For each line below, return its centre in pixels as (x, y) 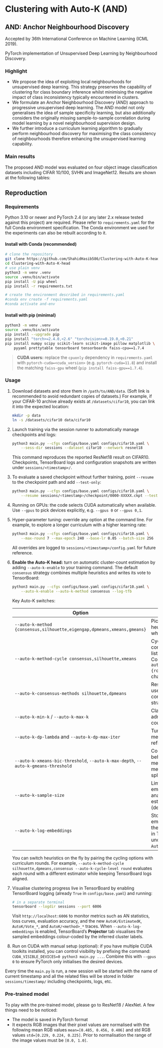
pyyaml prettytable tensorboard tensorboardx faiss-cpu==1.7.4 (79, 348)
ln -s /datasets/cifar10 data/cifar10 (51, 420)
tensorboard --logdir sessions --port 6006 (57, 907)
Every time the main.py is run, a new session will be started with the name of (81, 971)
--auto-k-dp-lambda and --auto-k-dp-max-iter (67, 736)
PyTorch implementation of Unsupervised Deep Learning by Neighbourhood (81, 53)
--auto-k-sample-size (39, 795)
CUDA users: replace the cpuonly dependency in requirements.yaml (85, 357)
